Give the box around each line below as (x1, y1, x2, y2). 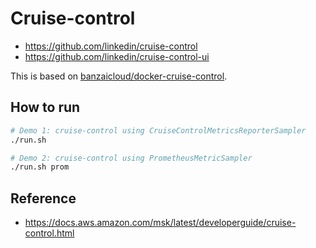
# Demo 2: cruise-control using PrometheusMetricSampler (10, 153, 253, 163)
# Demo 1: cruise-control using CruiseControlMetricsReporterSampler (10, 125, 307, 136)
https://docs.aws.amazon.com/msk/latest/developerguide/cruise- (24, 217, 297, 229)
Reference (10, 190, 77, 207)
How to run (10, 99, 81, 116)
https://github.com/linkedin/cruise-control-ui (24, 50, 210, 62)
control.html (24, 227, 75, 239)
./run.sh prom (10, 162, 70, 172)
